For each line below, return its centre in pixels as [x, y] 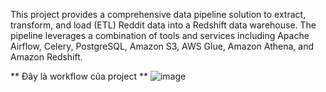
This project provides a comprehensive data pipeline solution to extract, [158, 14]
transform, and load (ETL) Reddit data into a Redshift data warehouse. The [163, 25]
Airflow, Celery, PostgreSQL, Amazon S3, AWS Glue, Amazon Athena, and [162, 46]
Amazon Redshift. [46, 57]
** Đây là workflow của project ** [79, 76]
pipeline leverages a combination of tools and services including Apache [160, 35]
